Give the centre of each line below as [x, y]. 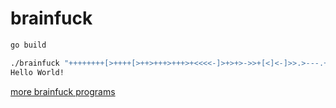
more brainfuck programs [63, 91]
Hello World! [37, 72]
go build [28, 45]
